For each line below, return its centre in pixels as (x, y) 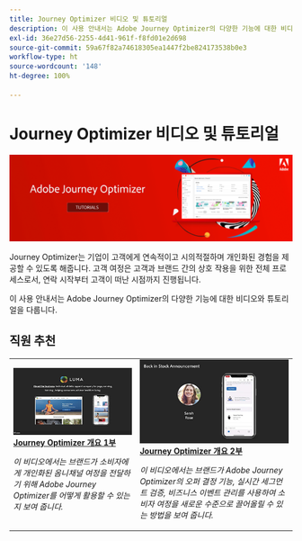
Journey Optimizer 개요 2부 (191, 451)
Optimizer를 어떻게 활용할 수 (63, 496)
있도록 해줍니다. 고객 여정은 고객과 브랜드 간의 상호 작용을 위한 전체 (153, 268)
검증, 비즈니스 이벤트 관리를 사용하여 (212, 493)
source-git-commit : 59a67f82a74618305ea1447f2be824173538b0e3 (128, 48)
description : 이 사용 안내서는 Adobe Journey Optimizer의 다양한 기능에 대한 (143, 28)
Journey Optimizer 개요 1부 (65, 443)
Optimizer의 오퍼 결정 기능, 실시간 (199, 482)
